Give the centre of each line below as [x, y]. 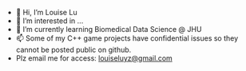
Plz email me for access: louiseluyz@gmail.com [94, 58]
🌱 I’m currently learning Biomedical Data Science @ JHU [109, 29]
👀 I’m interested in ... [50, 21]
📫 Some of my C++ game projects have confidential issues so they [127, 38]
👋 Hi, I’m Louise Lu [46, 12]
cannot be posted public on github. [73, 49]
